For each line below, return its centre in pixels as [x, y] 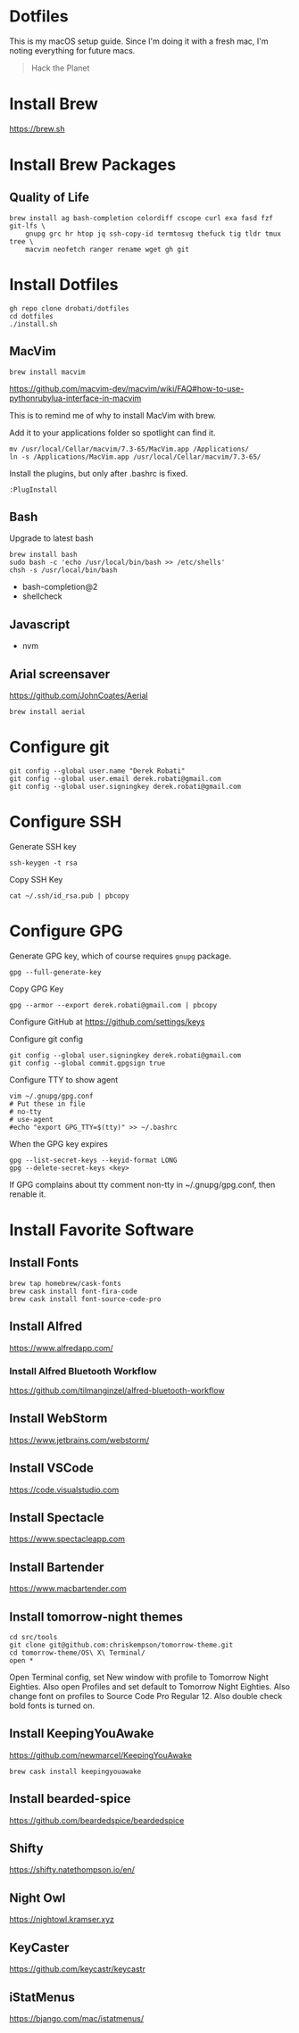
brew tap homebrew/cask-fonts [66, 1283]
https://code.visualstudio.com [64, 1489]
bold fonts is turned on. [52, 1705]
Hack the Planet [60, 68]
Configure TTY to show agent [64, 1079]
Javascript [40, 624]
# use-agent [31, 1119]
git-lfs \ [28, 226]
